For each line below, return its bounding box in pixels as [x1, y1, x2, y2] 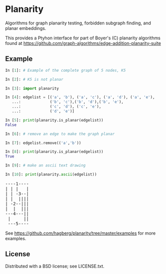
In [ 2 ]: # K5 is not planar [5, 77, 64, 82]
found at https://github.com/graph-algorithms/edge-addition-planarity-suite [5, 40, 161, 46]
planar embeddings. [5, 25, 46, 31]
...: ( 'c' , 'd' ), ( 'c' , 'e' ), [11, 104, 101, 109]
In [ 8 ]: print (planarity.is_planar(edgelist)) [5, 149, 104, 154]
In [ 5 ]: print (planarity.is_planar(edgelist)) [5, 118, 104, 123]
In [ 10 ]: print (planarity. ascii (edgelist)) [5, 172, 97, 177]
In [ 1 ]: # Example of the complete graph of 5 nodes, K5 [5, 68, 126, 73]
